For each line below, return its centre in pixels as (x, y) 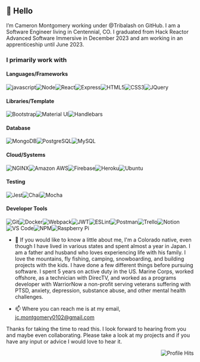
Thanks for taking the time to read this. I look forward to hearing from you (96, 329)
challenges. (29, 296)
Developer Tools (27, 209)
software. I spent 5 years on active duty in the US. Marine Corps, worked (104, 271)
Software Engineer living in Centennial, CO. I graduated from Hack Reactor (97, 32)
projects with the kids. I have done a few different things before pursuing (104, 265)
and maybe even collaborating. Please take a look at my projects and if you (98, 335)
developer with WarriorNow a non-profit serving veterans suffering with (103, 284)
